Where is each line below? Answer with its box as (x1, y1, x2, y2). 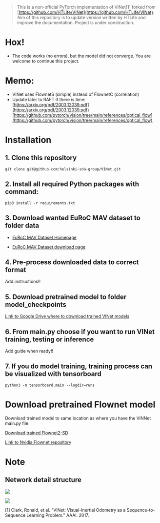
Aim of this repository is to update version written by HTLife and (17, 15, 146, 20)
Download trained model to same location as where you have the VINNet (5, 415, 151, 421)
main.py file (5, 420, 29, 426)
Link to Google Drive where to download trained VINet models (5, 314, 130, 319)
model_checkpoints (5, 300, 67, 309)
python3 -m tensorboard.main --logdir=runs (5, 383, 95, 388)
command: (5, 188, 39, 196)
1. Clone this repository (5, 154, 77, 162)
